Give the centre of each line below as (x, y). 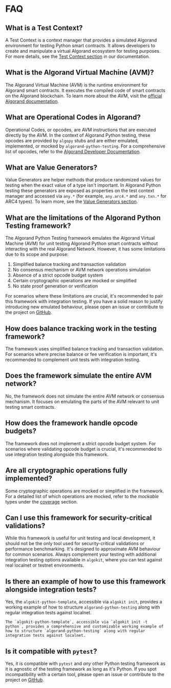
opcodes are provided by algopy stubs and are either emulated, (72, 140)
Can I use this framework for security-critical (79, 518)
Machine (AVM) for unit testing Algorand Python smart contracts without (82, 243)
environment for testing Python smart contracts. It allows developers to (80, 46)
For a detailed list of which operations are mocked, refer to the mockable (82, 496)
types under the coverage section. (42, 502)
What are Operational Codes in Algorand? (73, 118)
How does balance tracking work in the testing (81, 328)
